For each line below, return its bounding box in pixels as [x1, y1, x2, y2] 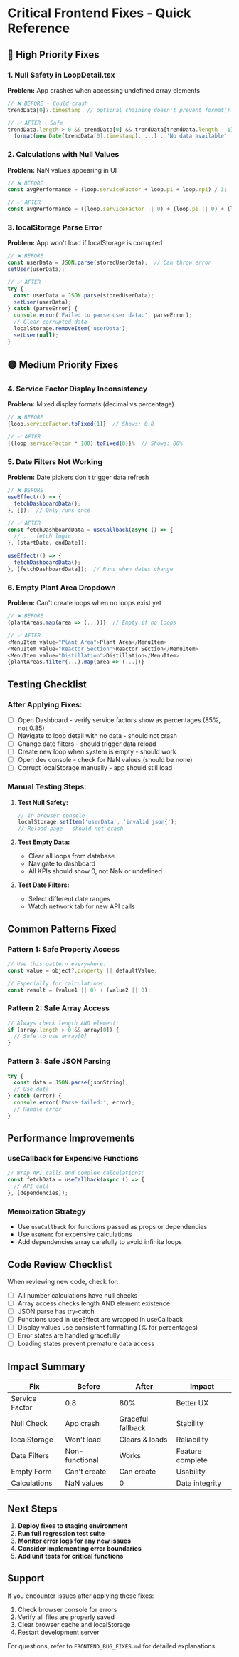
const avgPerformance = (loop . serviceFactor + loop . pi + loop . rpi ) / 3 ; [7, 186, 228, 193]
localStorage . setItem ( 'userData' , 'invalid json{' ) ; [17, 819, 178, 826]
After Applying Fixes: [7, 699, 83, 709]
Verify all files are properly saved [17, 1613, 115, 1621]
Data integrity [176, 1478, 222, 1488]
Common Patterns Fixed [7, 923, 117, 935]
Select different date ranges [28, 895, 110, 903]
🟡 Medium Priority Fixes [7, 359, 119, 371]
